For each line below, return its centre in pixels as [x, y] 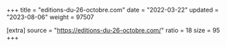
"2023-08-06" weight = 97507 [50, 17]
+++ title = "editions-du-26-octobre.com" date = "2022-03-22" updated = [113, 10]
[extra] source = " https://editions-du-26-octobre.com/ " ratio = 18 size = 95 [113, 30]
